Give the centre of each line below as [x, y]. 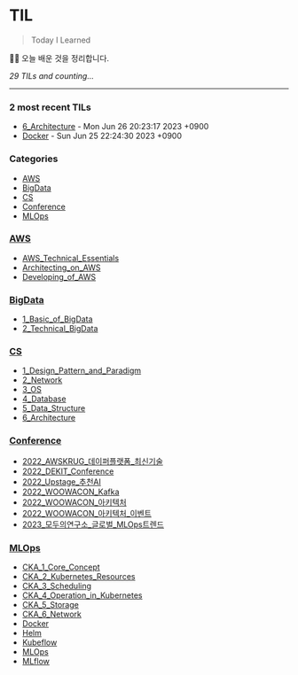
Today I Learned [61, 40]
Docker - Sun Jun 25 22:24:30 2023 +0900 [102, 136]
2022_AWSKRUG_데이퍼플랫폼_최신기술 [93, 461]
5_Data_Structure [54, 408]
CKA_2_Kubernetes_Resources [78, 577]
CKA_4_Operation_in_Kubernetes [82, 595]
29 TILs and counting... [52, 75]
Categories [34, 159]
